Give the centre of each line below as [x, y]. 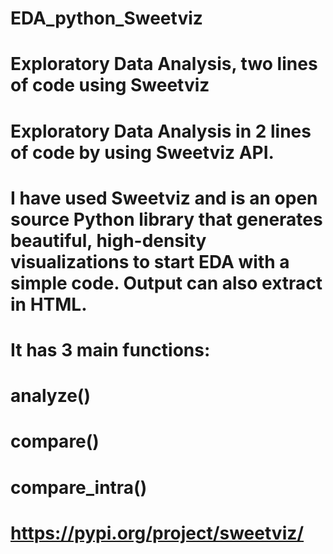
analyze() [50, 396]
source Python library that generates [166, 219]
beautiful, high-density [108, 240]
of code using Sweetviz [110, 85]
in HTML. [49, 304]
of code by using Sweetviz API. [142, 152]
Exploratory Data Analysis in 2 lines [161, 131]
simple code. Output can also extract [166, 283]
